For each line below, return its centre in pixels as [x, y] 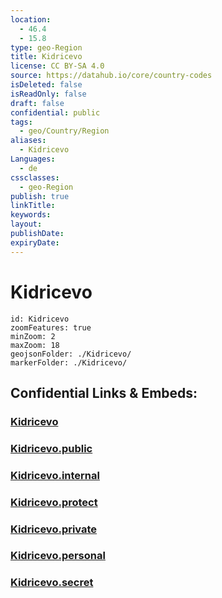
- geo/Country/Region [64, 131]
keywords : [31, 215]
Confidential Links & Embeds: [104, 392]
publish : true [40, 196]
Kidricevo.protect [54, 502]
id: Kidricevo [40, 319]
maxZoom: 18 [35, 345]
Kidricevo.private [54, 529]
